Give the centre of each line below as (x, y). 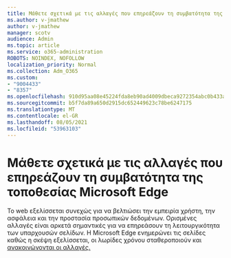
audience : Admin (30, 39)
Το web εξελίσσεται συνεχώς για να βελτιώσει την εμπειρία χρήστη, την (111, 211)
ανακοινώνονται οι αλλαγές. (49, 248)
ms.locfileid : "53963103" (44, 129)
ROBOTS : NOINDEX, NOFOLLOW (46, 58)
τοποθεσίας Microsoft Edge (88, 192)
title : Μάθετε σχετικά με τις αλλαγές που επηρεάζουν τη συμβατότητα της (115, 13)
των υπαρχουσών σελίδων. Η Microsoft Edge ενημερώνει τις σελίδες (107, 233)
